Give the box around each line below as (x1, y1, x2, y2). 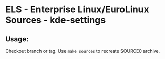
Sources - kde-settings (5, 14, 106, 26)
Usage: (5, 35, 29, 43)
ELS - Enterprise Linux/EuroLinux (5, 4, 150, 15)
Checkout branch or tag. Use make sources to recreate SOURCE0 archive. (5, 48, 160, 54)
